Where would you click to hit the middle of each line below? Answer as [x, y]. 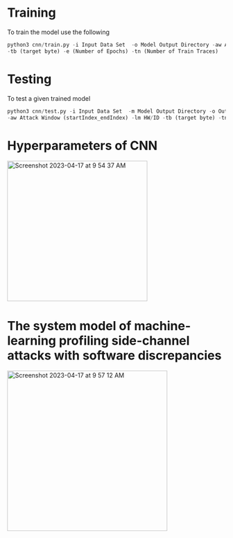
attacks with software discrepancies [114, 355]
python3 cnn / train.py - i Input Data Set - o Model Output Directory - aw [114, 44]
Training [32, 13]
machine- [163, 326]
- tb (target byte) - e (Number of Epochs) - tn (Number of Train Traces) [113, 51]
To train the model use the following [58, 32]
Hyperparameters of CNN [83, 146]
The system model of [69, 326]
